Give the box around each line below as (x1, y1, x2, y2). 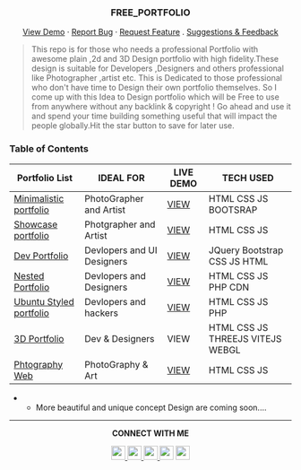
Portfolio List (16, 171, 73, 184)
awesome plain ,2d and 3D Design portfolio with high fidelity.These (30, 54, 279, 65)
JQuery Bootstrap (209, 244, 284, 257)
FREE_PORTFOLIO (110, 6, 191, 19)
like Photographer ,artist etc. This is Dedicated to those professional (30, 73, 282, 83)
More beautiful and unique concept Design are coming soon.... (35, 402, 267, 413)
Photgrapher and (84, 218, 156, 231)
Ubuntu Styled (13, 295, 74, 308)
